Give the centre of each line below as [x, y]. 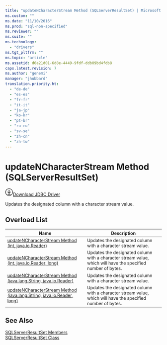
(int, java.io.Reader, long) [33, 263]
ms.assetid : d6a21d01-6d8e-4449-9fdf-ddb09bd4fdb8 [59, 63]
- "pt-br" [20, 121]
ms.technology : [21, 42]
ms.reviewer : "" [22, 32]
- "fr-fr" [20, 99]
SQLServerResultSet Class [32, 338]
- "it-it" [20, 105]
